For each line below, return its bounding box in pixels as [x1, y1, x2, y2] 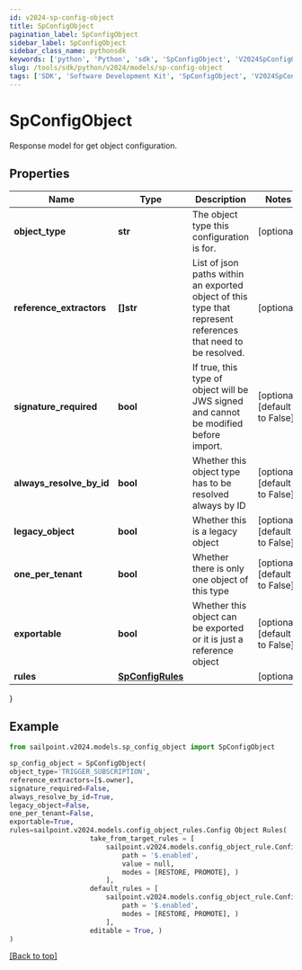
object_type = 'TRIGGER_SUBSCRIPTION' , [9, 768, 151, 777]
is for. [191, 242, 217, 254]
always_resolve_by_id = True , [9, 792, 115, 801]
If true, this [191, 360, 238, 373]
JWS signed [191, 395, 244, 407]
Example [9, 718, 59, 734]
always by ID [191, 499, 246, 512]
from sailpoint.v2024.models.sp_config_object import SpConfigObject [9, 743, 276, 752]
